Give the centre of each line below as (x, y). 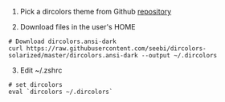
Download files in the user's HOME (78, 27)
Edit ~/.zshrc (41, 70)
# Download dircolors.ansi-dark (62, 41)
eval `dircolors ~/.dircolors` (61, 92)
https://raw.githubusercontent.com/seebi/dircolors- (116, 49)
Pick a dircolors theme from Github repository (96, 12)
